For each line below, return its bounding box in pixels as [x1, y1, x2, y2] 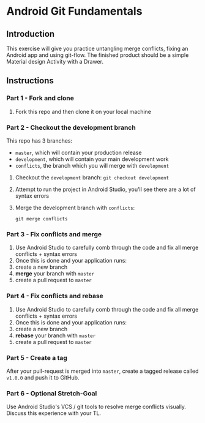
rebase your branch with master [15, 332, 96, 339]
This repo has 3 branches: [6, 137, 73, 144]
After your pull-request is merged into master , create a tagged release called [6, 367, 199, 375]
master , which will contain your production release [15, 149, 142, 156]
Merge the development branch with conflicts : [15, 204, 135, 211]
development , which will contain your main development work [15, 155, 169, 163]
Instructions [6, 75, 54, 86]
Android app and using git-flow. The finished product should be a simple [6, 51, 189, 59]
